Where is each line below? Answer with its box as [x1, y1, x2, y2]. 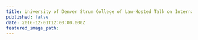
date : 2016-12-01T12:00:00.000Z [6, 19, 85, 25]
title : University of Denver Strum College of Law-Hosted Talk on [6, 8, 173, 15]
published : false [6, 14, 49, 20]
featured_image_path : [6, 25, 60, 31]
